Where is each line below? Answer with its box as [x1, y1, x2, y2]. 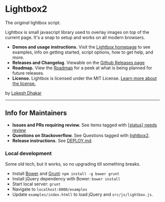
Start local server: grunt [12, 181, 61, 187]
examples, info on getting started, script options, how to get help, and [12, 49, 154, 55]
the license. [12, 80, 36, 87]
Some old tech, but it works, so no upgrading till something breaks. [5, 161, 141, 167]
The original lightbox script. [5, 20, 61, 26]
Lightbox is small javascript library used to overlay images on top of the [5, 29, 150, 35]
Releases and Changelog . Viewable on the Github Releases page [12, 59, 145, 65]
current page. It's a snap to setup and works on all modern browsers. [5, 34, 145, 40]
